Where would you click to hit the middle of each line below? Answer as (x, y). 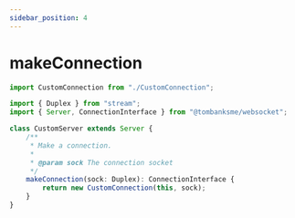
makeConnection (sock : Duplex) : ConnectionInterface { (130, 180)
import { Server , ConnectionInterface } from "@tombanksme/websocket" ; (148, 112)
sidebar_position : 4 (49, 18)
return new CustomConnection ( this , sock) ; (124, 188)
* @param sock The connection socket (101, 162)
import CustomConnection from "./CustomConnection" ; (112, 88)
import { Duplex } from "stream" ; (75, 104)
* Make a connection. (71, 145)
